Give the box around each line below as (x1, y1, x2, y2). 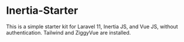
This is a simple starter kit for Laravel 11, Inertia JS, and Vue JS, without (6, 23, 178, 30)
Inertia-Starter (6, 4, 79, 17)
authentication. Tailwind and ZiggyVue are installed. (6, 29, 131, 36)
